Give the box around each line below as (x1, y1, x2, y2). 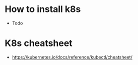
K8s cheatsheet (5, 37, 73, 49)
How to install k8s (5, 3, 81, 15)
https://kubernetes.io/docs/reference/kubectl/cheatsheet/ (12, 54, 133, 60)
